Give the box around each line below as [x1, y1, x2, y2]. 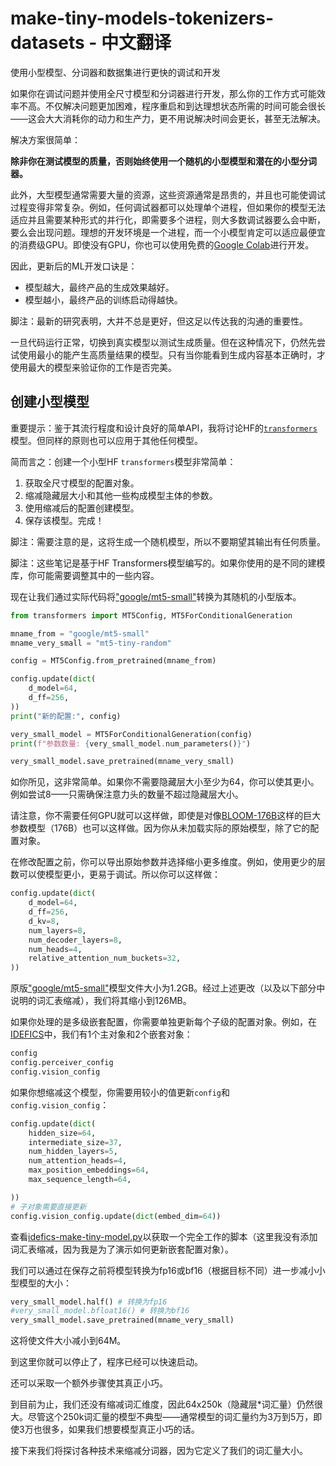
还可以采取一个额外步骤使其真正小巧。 [10, 1377, 168, 1389]
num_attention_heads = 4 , [28, 1156, 128, 1166]
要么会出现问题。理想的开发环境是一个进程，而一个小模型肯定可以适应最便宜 [10, 226, 326, 238]
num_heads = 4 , [28, 944, 83, 954]
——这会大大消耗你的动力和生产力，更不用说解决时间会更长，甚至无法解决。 [10, 112, 326, 124]
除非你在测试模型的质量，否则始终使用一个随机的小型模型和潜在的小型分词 [10, 155, 317, 167]
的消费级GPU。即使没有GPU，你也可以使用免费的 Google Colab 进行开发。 [10, 238, 315, 251]
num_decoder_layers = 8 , [28, 935, 123, 945]
